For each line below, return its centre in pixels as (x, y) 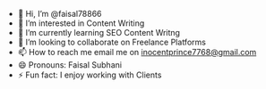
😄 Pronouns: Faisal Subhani (70, 65)
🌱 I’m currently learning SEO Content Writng (99, 32)
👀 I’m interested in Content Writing (81, 23)
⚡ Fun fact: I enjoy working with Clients (90, 75)
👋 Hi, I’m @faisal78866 (60, 14)
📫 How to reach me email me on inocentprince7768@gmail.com (137, 52)
